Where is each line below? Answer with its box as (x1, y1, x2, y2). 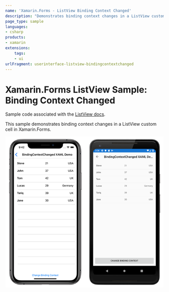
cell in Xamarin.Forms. (5, 126, 51, 132)
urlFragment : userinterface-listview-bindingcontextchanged (5, 61, 134, 67)
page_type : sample (5, 19, 44, 24)
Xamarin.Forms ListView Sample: (5, 84, 147, 95)
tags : (14, 51, 26, 56)
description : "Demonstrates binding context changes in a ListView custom (5, 13, 165, 19)
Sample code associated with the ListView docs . (5, 111, 106, 117)
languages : (5, 24, 28, 29)
